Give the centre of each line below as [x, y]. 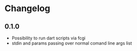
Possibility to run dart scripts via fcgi [48, 38]
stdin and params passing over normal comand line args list [72, 43]
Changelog [27, 8]
